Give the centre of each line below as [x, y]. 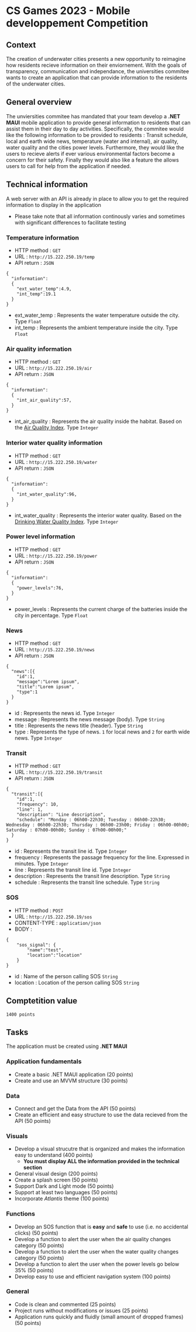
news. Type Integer [38, 738]
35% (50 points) [34, 1270]
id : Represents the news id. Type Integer [65, 713]
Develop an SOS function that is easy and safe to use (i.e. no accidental [101, 1227]
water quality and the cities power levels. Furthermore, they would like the [95, 147]
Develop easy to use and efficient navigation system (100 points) [92, 1276]
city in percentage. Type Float [51, 615]
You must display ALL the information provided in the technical [101, 1162]
